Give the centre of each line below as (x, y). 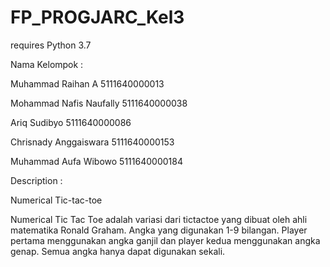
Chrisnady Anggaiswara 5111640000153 (92, 142)
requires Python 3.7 (51, 45)
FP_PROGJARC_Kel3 (97, 17)
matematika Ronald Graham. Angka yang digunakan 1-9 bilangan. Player (159, 230)
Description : (36, 180)
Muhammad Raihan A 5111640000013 (87, 83)
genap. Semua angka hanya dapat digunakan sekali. (118, 251)
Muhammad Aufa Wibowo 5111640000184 (96, 161)
